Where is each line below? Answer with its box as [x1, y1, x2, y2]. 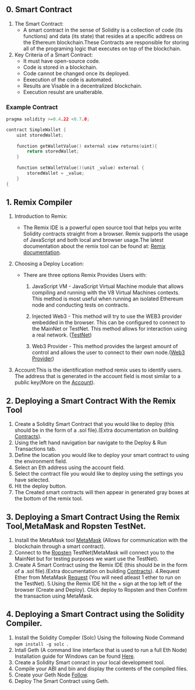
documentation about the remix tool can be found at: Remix [23, 242, 166, 250]
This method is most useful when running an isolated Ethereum [31, 295, 183, 303]
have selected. [14, 476, 50, 484]
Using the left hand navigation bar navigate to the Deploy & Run [14, 439, 167, 446]
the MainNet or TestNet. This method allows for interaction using [31, 325, 187, 332]
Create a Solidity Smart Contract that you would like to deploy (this [14, 421, 175, 428]
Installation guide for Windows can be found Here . [14, 653, 136, 660]
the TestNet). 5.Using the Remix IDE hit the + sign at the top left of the [14, 580, 182, 587]
